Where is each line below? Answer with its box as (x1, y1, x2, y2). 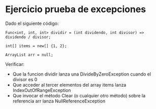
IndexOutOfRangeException (12, 87, 71, 93)
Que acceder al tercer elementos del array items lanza (12, 82, 127, 88)
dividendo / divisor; (5, 34, 51, 40)
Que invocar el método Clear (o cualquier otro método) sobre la (12, 92, 146, 98)
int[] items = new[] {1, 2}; (5, 43, 67, 49)
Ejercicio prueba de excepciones (5, 4, 146, 15)
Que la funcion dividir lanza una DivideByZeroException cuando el (12, 71, 151, 77)
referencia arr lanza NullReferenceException (12, 98, 106, 104)
